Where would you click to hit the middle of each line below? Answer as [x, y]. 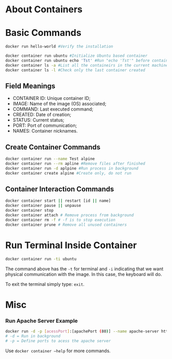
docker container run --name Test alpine [50, 159]
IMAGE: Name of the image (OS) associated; [59, 104]
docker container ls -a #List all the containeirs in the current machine [87, 65]
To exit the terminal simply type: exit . [45, 284]
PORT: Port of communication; [45, 125]
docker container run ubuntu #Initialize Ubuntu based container [76, 56]
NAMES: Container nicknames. [45, 131]
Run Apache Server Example [42, 321]
